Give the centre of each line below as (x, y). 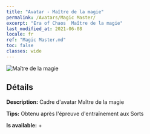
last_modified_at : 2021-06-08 (44, 29)
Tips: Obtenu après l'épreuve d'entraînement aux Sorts (75, 113)
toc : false (20, 46)
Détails (20, 87)
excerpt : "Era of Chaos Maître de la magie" (64, 23)
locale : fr (20, 34)
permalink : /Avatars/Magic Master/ (51, 18)
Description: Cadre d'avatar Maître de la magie (65, 102)
